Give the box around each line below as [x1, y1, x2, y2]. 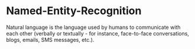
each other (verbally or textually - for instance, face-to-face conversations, [6, 30, 189, 37]
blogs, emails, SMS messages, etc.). [6, 36, 95, 43]
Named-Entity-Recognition [6, 4, 142, 18]
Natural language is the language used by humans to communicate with [6, 24, 181, 31]
